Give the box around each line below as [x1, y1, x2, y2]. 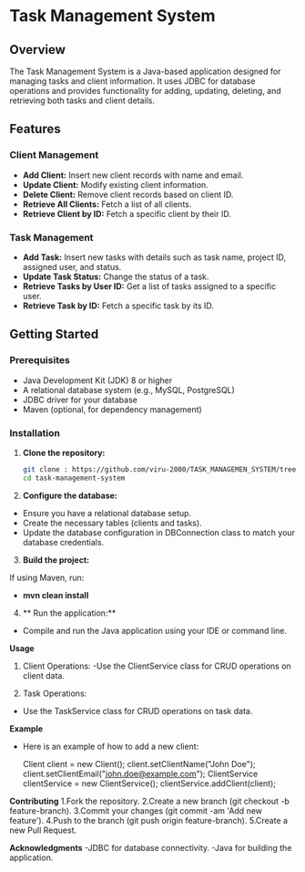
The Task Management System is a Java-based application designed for [9, 66, 281, 77]
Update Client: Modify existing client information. [22, 179, 209, 190]
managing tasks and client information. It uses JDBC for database [9, 76, 256, 87]
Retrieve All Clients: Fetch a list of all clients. [22, 198, 192, 210]
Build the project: [22, 554, 89, 566]
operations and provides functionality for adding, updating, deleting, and [9, 86, 282, 96]
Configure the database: [22, 490, 118, 501]
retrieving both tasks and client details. [9, 95, 156, 106]
